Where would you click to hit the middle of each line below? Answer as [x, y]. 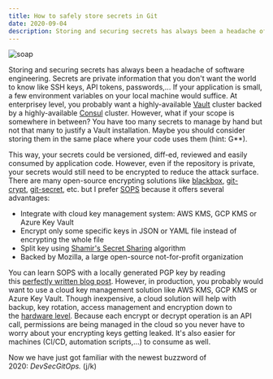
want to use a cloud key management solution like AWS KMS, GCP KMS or [133, 290]
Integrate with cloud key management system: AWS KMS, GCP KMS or [139, 214]
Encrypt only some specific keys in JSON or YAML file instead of [128, 231]
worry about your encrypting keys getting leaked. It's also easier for [122, 333]
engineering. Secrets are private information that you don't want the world [132, 79]
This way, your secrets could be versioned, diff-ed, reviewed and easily [128, 155]
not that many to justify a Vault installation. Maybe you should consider [127, 130]
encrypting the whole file [62, 240]
